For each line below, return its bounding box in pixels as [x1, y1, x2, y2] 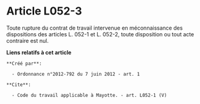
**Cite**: [6, 82, 32, 88]
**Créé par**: [6, 60, 43, 67]
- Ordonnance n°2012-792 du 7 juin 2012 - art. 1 [12, 71, 140, 77]
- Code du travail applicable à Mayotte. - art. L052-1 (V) [12, 92, 167, 98]
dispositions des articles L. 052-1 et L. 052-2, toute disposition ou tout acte [6, 30, 195, 37]
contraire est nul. [6, 37, 49, 44]
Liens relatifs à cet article [6, 48, 72, 56]
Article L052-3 [6, 4, 82, 18]
